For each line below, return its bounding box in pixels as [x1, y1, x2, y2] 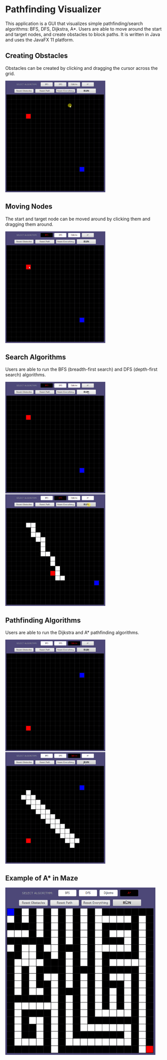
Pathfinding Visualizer [5, 4, 102, 15]
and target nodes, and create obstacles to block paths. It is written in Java [5, 31, 160, 37]
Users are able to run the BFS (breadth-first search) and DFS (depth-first [5, 366, 158, 373]
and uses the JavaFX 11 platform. [5, 37, 75, 43]
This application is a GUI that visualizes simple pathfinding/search [5, 20, 143, 27]
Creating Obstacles [5, 51, 68, 60]
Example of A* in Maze [5, 873, 78, 883]
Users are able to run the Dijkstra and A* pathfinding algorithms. [5, 630, 140, 636]
